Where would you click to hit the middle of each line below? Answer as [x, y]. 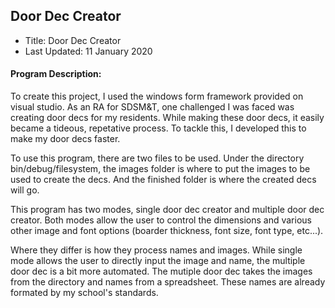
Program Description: [56, 74]
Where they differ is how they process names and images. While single [156, 250]
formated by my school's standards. [84, 293]
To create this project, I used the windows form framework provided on [157, 96]
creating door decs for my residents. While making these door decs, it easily [167, 118]
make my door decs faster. [65, 139]
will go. [25, 190]
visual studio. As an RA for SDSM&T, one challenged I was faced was [152, 107]
